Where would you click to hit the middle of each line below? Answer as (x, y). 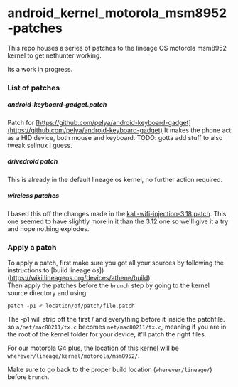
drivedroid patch (33, 161)
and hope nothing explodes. (48, 228)
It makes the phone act (198, 130)
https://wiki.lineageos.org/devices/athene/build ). (81, 278)
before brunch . (28, 377)
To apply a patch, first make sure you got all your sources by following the (115, 263)
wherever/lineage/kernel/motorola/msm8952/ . (74, 356)
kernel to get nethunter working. (54, 55)
